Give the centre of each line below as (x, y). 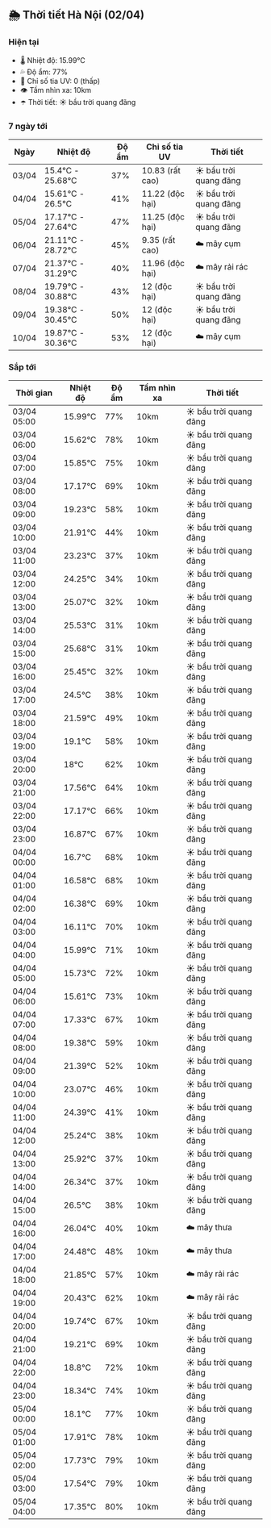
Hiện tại (24, 42)
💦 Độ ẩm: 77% (44, 72)
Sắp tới (22, 367)
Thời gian (34, 393)
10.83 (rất (161, 170)
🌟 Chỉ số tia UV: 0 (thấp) (60, 81)
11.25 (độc (163, 216)
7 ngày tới (28, 126)
